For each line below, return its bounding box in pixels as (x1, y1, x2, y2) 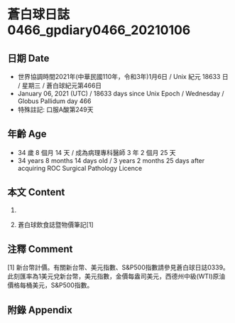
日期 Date (7, 52, 50, 64)
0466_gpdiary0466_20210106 (7, 22, 191, 38)
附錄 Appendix (7, 304, 72, 316)
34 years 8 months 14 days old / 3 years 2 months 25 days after (17, 156, 205, 164)
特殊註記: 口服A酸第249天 (17, 105, 94, 114)
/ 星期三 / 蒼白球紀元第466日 (17, 81, 102, 90)
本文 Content (7, 186, 65, 198)
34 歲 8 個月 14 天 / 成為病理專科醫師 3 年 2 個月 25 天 (17, 148, 176, 157)
